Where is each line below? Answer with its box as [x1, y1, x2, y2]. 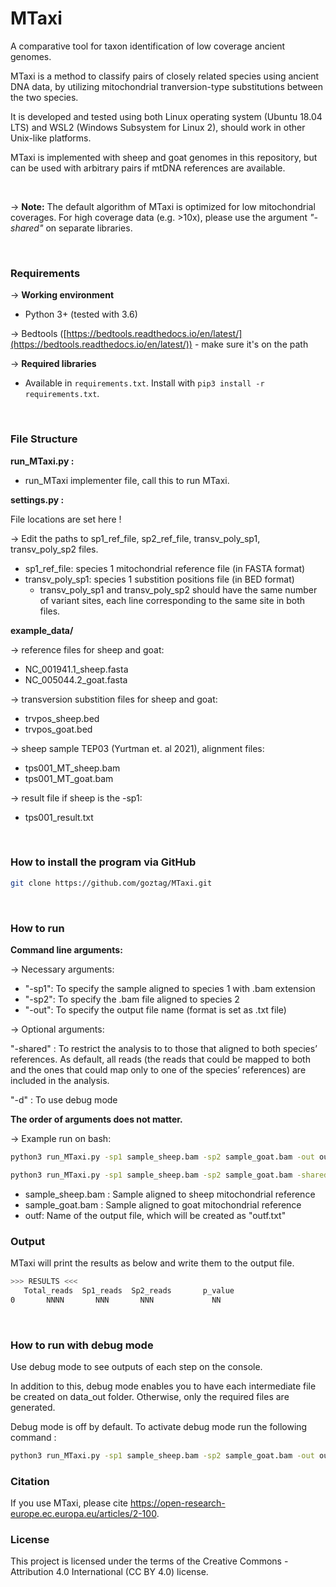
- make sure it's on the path [194, 338, 309, 351]
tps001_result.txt [24, 811, 94, 823]
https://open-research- [129, 1497, 226, 1509]
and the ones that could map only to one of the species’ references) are [10, 1064, 307, 1076]
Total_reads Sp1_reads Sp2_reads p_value [23, 1285, 235, 1296]
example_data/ [10, 624, 74, 636]
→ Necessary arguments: [10, 963, 115, 975]
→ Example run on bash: [10, 1133, 112, 1144]
